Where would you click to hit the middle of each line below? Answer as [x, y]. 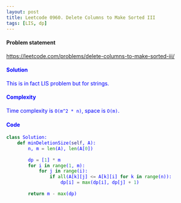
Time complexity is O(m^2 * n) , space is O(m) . [63, 110]
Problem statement [31, 42]
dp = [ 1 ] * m [44, 160]
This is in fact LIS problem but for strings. [58, 83]
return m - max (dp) [53, 194]
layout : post [23, 12]
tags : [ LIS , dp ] [27, 23]
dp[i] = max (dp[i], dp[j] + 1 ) [100, 182]
